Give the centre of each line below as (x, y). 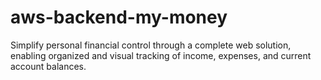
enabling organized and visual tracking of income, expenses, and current (161, 55)
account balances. (48, 66)
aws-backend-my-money (119, 17)
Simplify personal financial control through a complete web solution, (151, 45)
